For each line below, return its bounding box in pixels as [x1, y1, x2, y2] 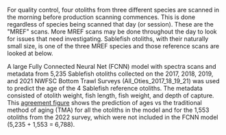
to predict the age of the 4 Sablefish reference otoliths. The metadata [7, 85, 203, 92]
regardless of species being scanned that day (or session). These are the [7, 20, 214, 28]
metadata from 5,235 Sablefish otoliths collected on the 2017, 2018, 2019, [7, 70, 214, 78]
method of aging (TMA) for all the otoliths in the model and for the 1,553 [7, 106, 210, 114]
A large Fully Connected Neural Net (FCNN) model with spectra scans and [7, 63, 216, 70]
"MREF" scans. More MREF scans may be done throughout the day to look [7, 27, 217, 35]
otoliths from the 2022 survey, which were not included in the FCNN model [7, 113, 218, 121]
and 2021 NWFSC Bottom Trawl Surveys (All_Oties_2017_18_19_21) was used [7, 77, 221, 85]
